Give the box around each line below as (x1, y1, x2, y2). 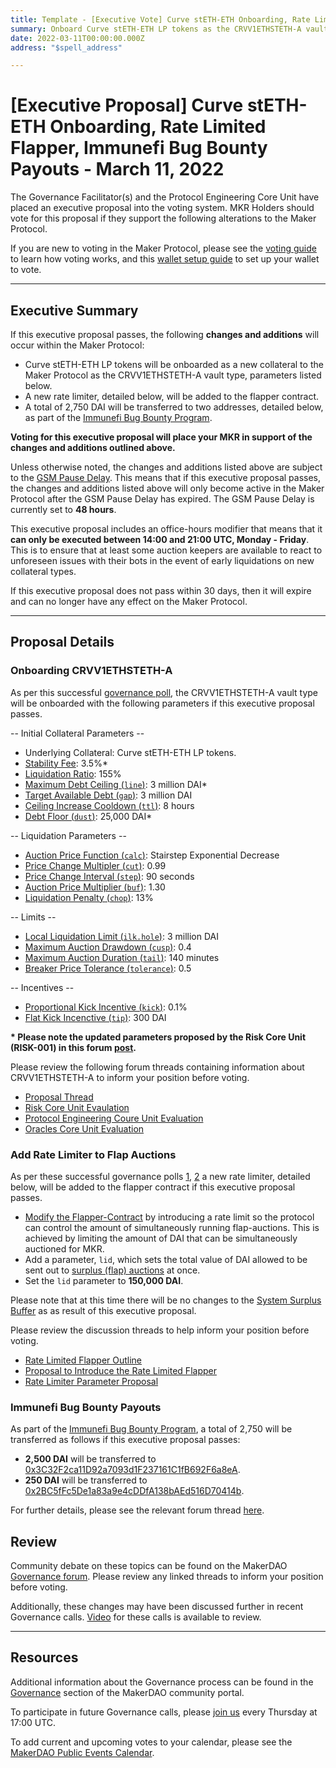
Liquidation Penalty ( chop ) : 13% (24, 891, 154, 903)
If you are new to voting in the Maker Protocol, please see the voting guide (10, 242, 317, 255)
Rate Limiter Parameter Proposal (24, 1375, 159, 1387)
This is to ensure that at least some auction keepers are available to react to (10, 544, 323, 556)
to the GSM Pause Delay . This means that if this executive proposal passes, (10, 472, 322, 483)
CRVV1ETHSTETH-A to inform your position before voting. (10, 1071, 250, 1083)
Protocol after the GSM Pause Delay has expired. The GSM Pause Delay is (10, 493, 315, 505)
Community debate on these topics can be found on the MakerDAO (10, 1560, 288, 1572)
